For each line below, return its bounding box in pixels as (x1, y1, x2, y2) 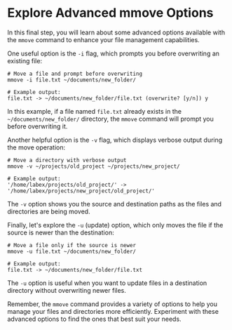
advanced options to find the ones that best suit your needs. (7, 315, 182, 323)
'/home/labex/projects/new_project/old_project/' (7, 187, 156, 194)
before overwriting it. (7, 121, 68, 131)
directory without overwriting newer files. (7, 286, 126, 294)
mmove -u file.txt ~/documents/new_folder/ (7, 248, 137, 255)
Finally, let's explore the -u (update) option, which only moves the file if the (7, 220, 224, 229)
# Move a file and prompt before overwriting (7, 70, 142, 77)
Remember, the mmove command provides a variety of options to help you (7, 300, 217, 308)
